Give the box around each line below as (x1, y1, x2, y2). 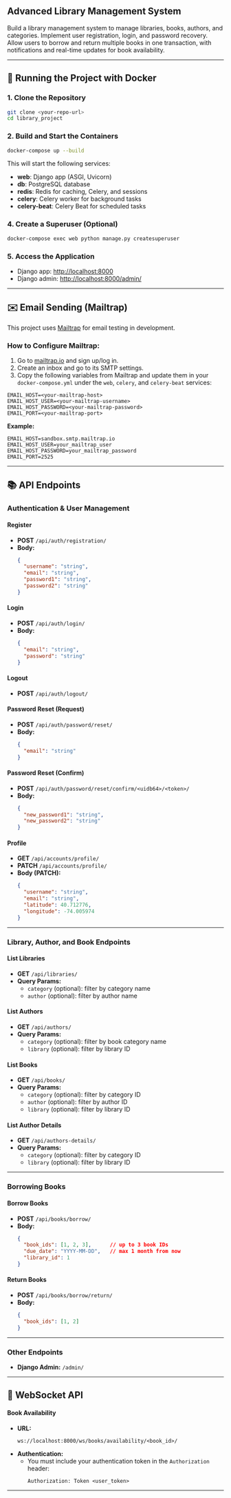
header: (27, 1464, 50, 1472)
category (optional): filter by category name (27, 984, 151, 992)
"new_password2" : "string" (23, 818, 101, 825)
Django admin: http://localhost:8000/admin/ (16, 274, 142, 282)
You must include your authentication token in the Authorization (27, 1457, 210, 1465)
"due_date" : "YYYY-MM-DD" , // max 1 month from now (23, 1248, 181, 1255)
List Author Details (7, 1121, 62, 1129)
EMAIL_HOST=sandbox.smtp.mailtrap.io (7, 435, 115, 442)
